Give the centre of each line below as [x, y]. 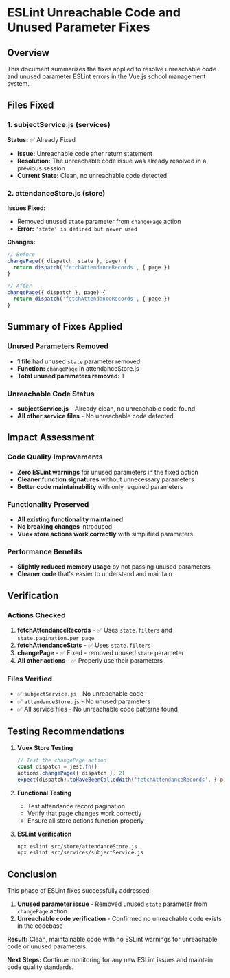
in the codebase [40, 926]
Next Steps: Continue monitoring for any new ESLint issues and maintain [110, 960]
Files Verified [30, 679]
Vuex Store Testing [45, 748]
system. [18, 83]
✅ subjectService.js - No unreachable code [80, 694]
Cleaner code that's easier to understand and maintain [95, 574]
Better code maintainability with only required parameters [100, 486]
